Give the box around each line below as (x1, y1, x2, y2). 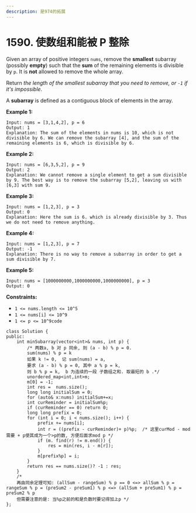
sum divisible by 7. (6, 256, 57, 262)
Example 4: (6, 229, 34, 236)
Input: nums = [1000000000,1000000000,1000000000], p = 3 (6, 278, 150, 284)
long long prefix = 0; (27, 410, 82, 416)
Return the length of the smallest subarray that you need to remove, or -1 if (6, 79, 188, 86)
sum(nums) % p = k (27, 350, 72, 356)
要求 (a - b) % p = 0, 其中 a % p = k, (27, 362, 121, 368)
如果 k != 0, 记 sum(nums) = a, (27, 356, 106, 362)
